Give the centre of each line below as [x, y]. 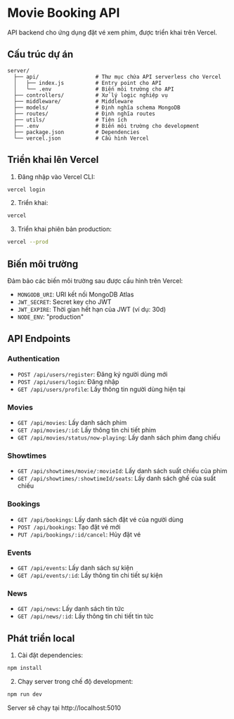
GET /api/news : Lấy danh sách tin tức [71, 609]
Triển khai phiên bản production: [65, 229]
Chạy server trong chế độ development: [75, 681]
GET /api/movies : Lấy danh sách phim [72, 422]
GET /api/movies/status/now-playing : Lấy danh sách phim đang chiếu [119, 437]
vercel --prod [28, 242]
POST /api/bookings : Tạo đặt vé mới [69, 527]
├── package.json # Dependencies [77, 132]
